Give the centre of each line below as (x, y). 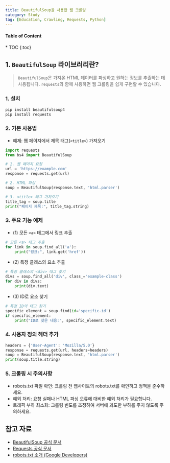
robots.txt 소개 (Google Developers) (50, 455)
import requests (22, 150)
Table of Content (23, 36)
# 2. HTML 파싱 (20, 183)
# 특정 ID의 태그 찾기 (26, 306)
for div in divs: (24, 282)
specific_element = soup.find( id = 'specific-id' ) (58, 311)
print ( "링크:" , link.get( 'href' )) (50, 252)
